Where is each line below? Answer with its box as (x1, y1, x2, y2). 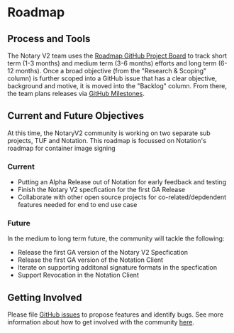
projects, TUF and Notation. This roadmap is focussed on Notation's (7, 136, 207, 144)
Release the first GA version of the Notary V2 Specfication (17, 248, 188, 257)
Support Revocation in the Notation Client (17, 271, 140, 280)
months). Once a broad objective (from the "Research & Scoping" (15, 67, 207, 75)
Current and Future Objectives (7, 110, 144, 122)
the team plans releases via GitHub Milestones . (7, 90, 145, 97)
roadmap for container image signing (7, 144, 116, 152)
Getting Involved (7, 291, 82, 303)
